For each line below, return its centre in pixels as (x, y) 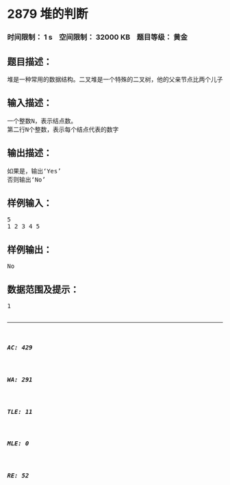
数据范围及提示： (43, 289)
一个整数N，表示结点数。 (42, 121)
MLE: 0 (18, 444)
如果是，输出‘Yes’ (34, 171)
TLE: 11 (20, 411)
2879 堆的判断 (48, 14)
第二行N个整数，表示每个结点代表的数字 (63, 129)
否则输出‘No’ (26, 179)
